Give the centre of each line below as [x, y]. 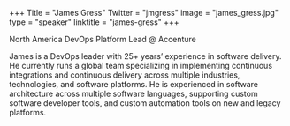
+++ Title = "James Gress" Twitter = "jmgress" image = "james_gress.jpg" [144, 13]
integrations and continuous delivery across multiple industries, [125, 75]
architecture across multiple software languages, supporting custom [134, 93]
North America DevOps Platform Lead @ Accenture [103, 39]
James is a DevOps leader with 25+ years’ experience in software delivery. [145, 56]
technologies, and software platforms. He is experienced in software [134, 84]
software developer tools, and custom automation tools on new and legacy [145, 103]
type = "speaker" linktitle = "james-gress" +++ [94, 22]
